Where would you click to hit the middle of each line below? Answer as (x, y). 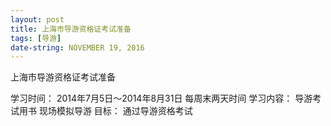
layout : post (37, 19)
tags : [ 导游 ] (36, 38)
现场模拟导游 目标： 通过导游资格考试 (115, 111)
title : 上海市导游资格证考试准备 (71, 29)
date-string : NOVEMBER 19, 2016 (77, 47)
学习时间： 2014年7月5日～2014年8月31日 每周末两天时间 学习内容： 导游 (161, 98)
